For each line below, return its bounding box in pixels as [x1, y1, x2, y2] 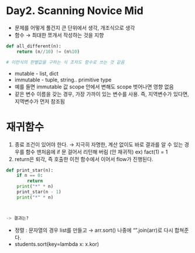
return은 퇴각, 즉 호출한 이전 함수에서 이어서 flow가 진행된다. [14, 155, 153, 162]
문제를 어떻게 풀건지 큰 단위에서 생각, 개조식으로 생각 [14, 24, 135, 31]
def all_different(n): [6, 43, 61, 49]
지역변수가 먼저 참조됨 [14, 98, 66, 105]
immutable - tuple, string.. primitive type [14, 76, 112, 83]
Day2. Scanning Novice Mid [6, 4, 143, 18]
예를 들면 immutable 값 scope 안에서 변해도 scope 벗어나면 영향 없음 [14, 83, 174, 90]
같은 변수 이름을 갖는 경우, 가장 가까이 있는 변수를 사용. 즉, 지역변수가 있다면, [14, 90, 189, 97]
